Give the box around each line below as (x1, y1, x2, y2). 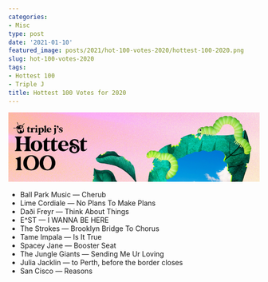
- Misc (8, 21, 30, 30)
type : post (8, 30, 45, 38)
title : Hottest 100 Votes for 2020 (8, 89, 127, 97)
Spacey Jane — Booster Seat (19, 240, 117, 251)
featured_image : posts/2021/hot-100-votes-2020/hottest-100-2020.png (8, 46, 245, 55)
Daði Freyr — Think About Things (19, 207, 130, 216)
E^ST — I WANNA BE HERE (19, 216, 109, 225)
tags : (8, 64, 26, 72)
